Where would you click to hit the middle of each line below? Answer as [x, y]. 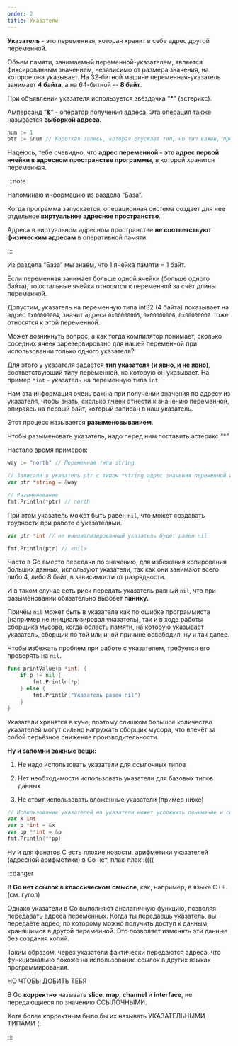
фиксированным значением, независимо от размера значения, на [108, 69]
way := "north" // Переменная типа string [71, 463]
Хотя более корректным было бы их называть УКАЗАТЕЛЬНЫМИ [106, 1016]
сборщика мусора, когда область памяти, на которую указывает [106, 627]
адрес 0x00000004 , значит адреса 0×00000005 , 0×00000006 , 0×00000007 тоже [118, 315]
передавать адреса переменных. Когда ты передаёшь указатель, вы [112, 916]
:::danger [21, 873]
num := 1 [20, 132]
